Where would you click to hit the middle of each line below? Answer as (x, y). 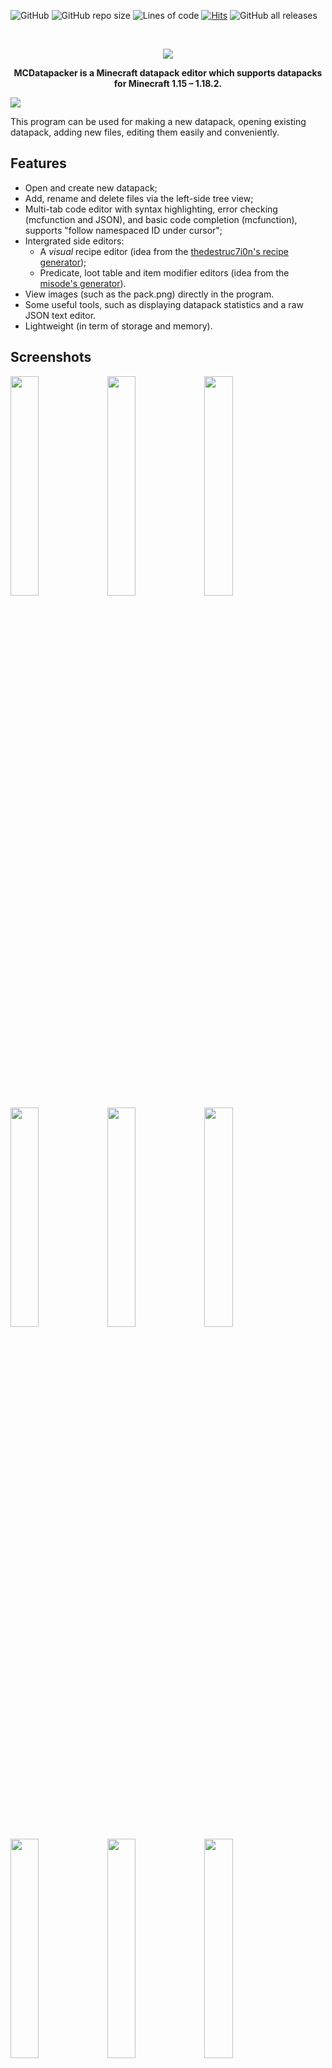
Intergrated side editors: (74, 241)
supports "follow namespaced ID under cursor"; (123, 230)
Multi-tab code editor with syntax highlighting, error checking (151, 209)
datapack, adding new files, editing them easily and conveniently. (145, 132)
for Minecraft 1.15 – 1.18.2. (168, 83)
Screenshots (51, 357)
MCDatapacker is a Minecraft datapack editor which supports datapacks (168, 73)
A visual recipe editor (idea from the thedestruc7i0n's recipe (164, 251)
